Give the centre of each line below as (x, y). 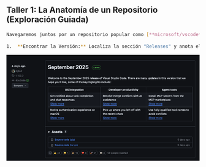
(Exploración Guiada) (48, 20)
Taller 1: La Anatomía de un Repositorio (82, 10)
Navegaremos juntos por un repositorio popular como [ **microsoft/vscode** (105, 34)
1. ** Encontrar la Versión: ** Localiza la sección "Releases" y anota (100, 46)
